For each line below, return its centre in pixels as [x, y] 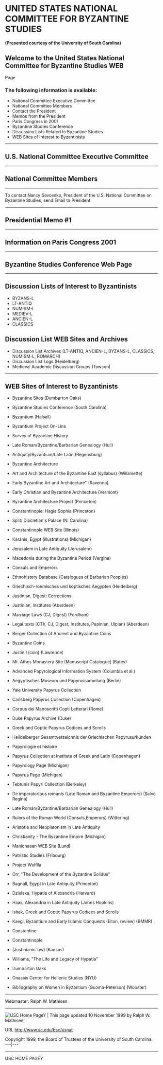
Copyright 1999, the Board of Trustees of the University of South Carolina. [79, 1039]
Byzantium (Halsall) [32, 417]
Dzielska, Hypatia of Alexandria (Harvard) [54, 893]
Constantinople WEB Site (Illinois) [45, 530]
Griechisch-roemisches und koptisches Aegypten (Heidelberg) [75, 586]
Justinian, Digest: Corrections [42, 596]
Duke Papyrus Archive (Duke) [41, 718]
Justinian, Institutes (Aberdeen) [43, 605]
